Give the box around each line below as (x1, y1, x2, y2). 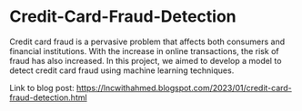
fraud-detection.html (9, 92, 88, 103)
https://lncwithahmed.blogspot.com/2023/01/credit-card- (75, 82, 293, 93)
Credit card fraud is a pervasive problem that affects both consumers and (9, 36, 286, 47)
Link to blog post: (9, 82, 75, 93)
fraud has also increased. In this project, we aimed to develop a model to (9, 55, 282, 66)
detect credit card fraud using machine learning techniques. (9, 65, 235, 76)
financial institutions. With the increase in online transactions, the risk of (9, 45, 279, 56)
